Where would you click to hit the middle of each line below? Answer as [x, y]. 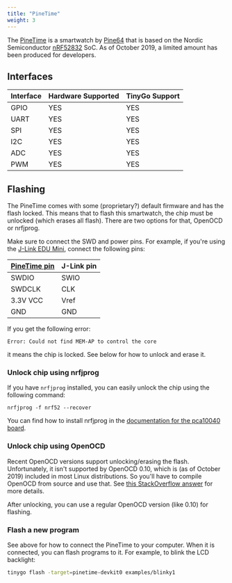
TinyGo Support [153, 96]
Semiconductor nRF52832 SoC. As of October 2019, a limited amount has [112, 47]
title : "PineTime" [34, 14]
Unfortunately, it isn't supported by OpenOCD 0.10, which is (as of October [114, 469]
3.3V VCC [27, 301]
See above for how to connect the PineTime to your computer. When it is [111, 545]
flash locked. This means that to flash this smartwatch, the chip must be [110, 214]
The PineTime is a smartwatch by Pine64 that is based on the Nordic [105, 40]
